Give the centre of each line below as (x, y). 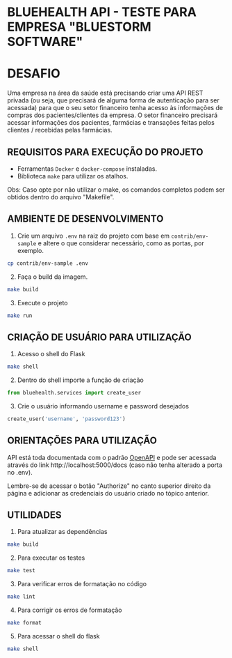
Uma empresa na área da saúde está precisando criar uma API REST (105, 93)
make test (22, 571)
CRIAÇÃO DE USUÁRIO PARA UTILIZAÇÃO (100, 337)
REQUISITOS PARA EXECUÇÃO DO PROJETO (105, 152)
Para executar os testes (51, 558)
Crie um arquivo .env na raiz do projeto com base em (93, 236)
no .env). (20, 472)
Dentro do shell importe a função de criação (80, 380)
